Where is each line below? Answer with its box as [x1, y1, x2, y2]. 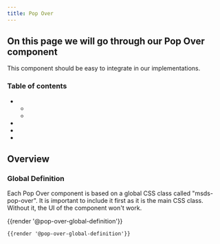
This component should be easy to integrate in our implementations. [7, 64, 201, 73]
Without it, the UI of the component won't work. [7, 204, 142, 212]
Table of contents [7, 82, 67, 91]
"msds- [192, 189, 213, 197]
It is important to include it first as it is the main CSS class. [38, 197, 204, 205]
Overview [7, 154, 50, 165]
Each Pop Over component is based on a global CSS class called [7, 189, 191, 197]
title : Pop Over [7, 10, 54, 17]
